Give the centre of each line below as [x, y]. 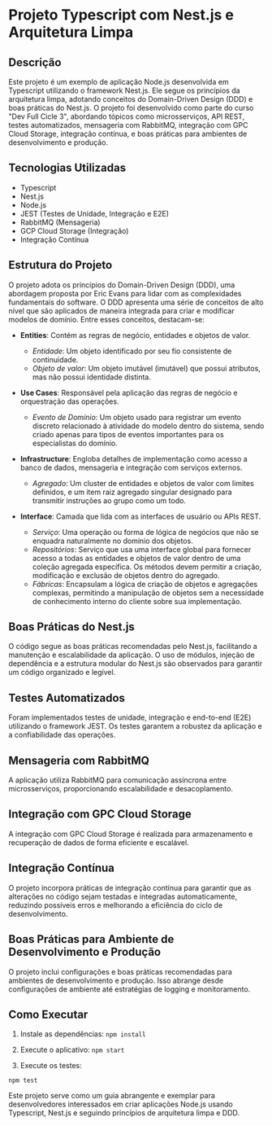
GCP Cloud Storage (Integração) [74, 230]
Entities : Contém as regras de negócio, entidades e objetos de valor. [135, 335]
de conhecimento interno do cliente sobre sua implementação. [137, 601]
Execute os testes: [51, 1066]
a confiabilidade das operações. [62, 735]
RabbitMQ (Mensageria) [60, 222]
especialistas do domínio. [75, 443]
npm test [23, 1080]
